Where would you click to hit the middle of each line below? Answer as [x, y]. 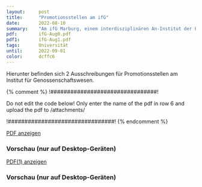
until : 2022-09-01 [36, 51]
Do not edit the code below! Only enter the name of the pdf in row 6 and [96, 103]
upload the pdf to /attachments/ [46, 109]
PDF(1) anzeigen [26, 161]
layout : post [28, 12]
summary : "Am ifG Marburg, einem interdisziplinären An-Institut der [99, 29]
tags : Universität [37, 46]
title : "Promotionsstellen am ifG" [58, 17]
